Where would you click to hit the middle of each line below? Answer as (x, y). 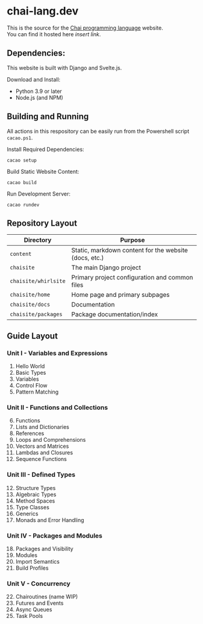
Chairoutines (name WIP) (47, 597)
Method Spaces (35, 501)
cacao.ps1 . (20, 138)
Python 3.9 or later (39, 91)
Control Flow (31, 386)
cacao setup (22, 160)
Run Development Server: (39, 194)
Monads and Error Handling (50, 520)
